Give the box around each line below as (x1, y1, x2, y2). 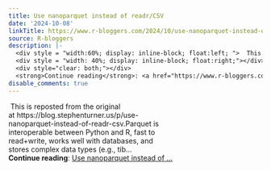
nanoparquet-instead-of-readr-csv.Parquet (8, 119, 152, 128)
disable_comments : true (8, 79, 89, 87)
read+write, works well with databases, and (8, 136, 153, 145)
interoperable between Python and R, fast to (8, 127, 156, 137)
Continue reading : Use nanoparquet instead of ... (8, 152, 173, 162)
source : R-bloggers (8, 34, 74, 43)
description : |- (8, 42, 63, 50)
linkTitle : (8, 27, 45, 35)
